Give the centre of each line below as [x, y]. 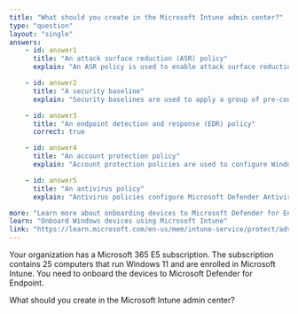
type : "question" [41, 26]
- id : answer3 [51, 115]
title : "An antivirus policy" [88, 188]
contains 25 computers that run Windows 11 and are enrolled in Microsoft [143, 264]
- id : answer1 [51, 51]
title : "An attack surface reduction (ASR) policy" [130, 59]
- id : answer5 [51, 180]
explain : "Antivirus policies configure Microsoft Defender [146, 197]
